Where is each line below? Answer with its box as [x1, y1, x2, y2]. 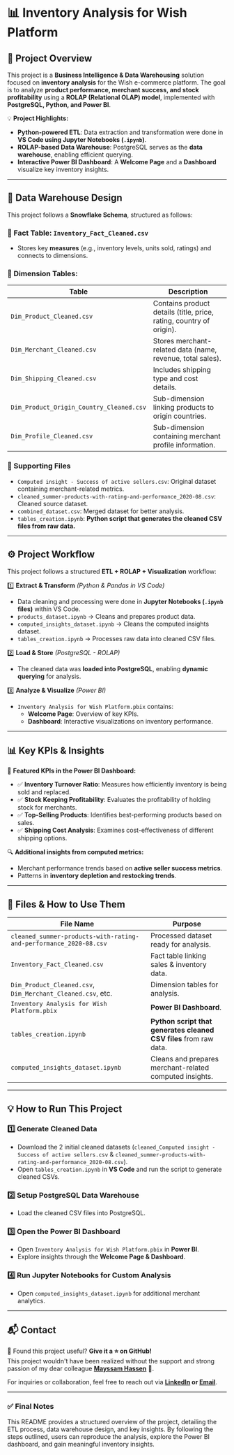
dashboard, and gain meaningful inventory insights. [7, 1440, 155, 1448]
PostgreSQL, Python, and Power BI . [7, 101, 111, 108]
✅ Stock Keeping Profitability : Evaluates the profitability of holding [17, 796, 211, 804]
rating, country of [153, 316, 210, 326]
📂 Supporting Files [7, 461, 71, 471]
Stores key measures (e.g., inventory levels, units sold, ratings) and [17, 244, 212, 252]
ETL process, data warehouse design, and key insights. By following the [7, 1425, 214, 1433]
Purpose [172, 919, 202, 929]
